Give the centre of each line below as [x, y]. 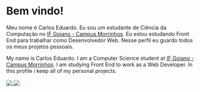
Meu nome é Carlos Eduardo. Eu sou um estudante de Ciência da [87, 27]
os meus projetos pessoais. [40, 47]
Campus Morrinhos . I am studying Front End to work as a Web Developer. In [99, 65]
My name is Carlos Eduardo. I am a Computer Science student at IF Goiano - [100, 58]
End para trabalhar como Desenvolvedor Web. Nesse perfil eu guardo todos [99, 40]
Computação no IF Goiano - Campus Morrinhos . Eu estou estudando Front [98, 33]
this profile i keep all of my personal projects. [61, 70]
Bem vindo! [35, 11]
